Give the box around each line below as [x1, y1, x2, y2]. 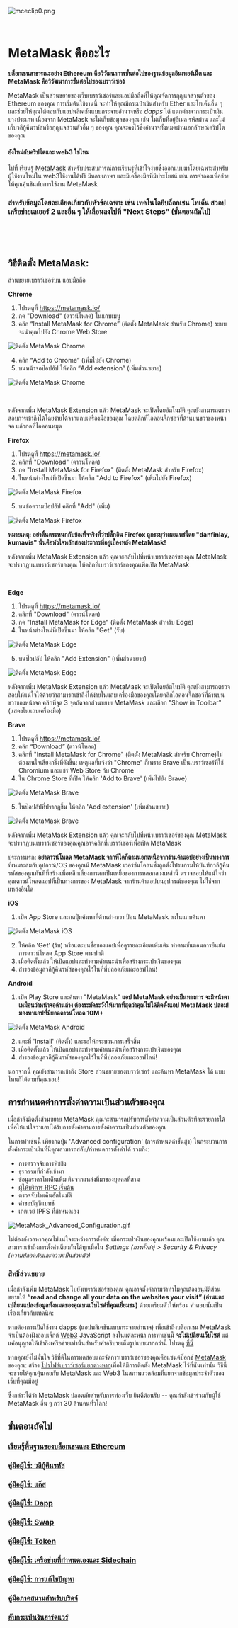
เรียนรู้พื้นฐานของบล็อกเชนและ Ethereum [8, 1441, 126, 1451]
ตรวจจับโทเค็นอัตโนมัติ [18, 1191, 72, 1200]
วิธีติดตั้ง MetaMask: [8, 257, 89, 269]
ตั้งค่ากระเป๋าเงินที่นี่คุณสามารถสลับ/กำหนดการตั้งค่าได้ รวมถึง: [8, 1145, 149, 1154]
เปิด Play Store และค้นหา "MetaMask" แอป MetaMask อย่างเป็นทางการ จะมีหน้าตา [18, 993, 229, 1001]
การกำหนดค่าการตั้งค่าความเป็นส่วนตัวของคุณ [8, 1096, 165, 1108]
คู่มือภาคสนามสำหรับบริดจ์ [8, 1593, 79, 1603]
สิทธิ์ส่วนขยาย [8, 1268, 45, 1278]
